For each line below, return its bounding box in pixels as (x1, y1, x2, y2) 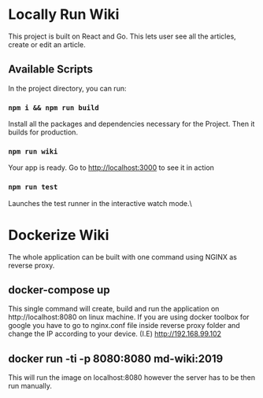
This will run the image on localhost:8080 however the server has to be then (8, 373, 256, 382)
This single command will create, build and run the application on (8, 304, 220, 314)
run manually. (8, 381, 53, 391)
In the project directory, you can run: (8, 83, 127, 93)
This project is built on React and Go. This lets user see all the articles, (8, 31, 236, 41)
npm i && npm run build (8, 103, 100, 112)
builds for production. (8, 127, 79, 137)
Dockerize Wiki (8, 226, 109, 244)
